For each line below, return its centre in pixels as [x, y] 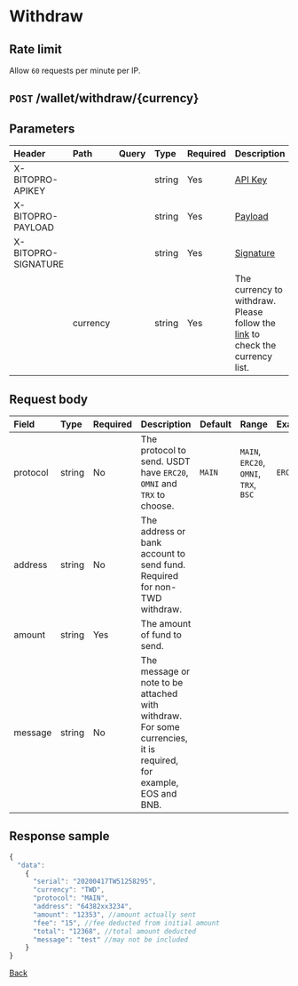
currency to [259, 290]
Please [249, 312]
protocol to [163, 451]
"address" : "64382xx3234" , [82, 907]
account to [163, 554]
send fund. [163, 565]
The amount [166, 624]
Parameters [42, 128]
